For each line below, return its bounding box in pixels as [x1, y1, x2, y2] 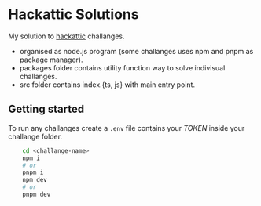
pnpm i [22, 168, 44, 177]
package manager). [19, 55, 84, 64]
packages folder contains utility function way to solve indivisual [19, 63, 226, 72]
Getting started [8, 103, 85, 116]
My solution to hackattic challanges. [8, 31, 125, 41]
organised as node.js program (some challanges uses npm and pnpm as [19, 46, 254, 56]
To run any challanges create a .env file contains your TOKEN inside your [8, 123, 245, 132]
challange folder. [8, 132, 63, 141]
